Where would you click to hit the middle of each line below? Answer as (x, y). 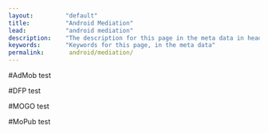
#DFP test (25, 91)
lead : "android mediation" (71, 30)
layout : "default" (53, 16)
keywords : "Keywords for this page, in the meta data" (112, 45)
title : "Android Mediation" (71, 23)
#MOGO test (29, 106)
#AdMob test (30, 75)
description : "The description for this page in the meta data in (126, 38)
